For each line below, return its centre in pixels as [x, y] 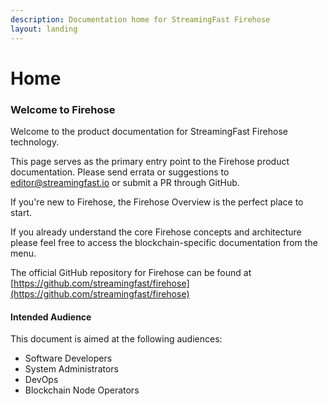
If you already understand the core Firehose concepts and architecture [156, 232]
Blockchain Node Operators [82, 390]
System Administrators [71, 369]
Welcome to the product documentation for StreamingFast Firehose [149, 131]
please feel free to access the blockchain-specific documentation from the [164, 242]
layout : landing [44, 29]
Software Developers [68, 358]
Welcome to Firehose [63, 109]
